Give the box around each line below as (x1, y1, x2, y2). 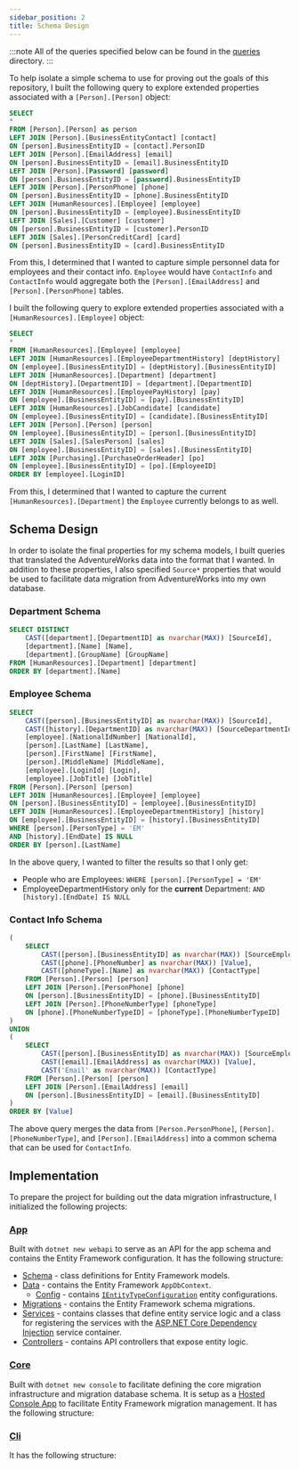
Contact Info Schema (9, 913, 102, 926)
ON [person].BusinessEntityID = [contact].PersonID (9, 142, 205, 150)
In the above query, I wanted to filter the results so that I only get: (9, 856, 249, 867)
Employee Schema (9, 687, 92, 700)
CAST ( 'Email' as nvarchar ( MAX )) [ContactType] (41, 1066, 217, 1075)
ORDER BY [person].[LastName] (9, 840, 122, 849)
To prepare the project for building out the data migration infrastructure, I (9, 1192, 277, 1203)
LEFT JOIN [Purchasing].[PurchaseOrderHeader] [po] (9, 453, 205, 463)
